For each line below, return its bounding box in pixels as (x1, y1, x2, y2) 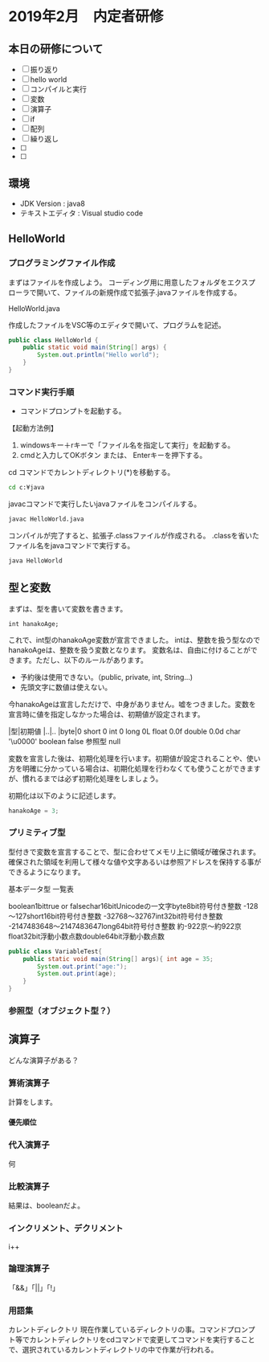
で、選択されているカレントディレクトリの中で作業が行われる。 (8, 1345, 218, 1355)
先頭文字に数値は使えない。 (19, 682, 112, 692)
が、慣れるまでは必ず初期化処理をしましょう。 (8, 773, 163, 783)
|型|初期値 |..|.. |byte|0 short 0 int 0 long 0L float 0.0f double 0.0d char (8, 726, 241, 736)
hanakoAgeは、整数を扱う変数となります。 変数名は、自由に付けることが (8, 644, 251, 655)
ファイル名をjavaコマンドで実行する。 (8, 540, 135, 550)
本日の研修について (8, 42, 104, 55)
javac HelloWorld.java (8, 515, 84, 523)
